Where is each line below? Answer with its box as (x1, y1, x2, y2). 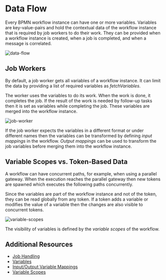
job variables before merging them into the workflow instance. (5, 143, 132, 149)
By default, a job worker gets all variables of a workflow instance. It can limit (5, 77, 161, 83)
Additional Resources (5, 240, 73, 248)
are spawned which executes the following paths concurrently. (5, 181, 133, 187)
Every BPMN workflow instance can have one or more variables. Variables (5, 19, 157, 25)
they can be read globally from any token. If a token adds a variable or (5, 196, 149, 202)
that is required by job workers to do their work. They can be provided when (5, 30, 161, 36)
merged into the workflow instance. (5, 108, 78, 114)
